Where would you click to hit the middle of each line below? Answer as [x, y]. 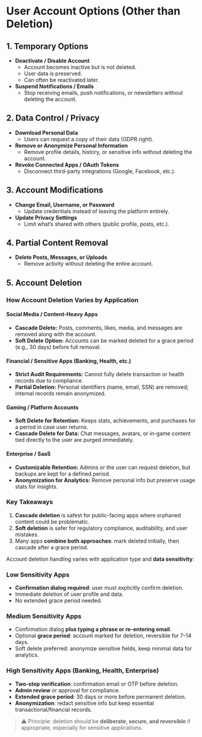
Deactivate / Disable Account [52, 61]
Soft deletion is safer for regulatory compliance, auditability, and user [101, 528]
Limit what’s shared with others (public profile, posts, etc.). [96, 224]
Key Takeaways [30, 502]
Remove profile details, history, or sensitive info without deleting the [108, 152]
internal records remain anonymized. [60, 394]
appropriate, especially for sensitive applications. [82, 727]
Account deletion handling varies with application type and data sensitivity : [100, 559]
